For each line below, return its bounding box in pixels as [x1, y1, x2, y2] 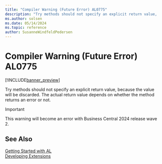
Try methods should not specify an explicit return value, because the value [5, 86, 155, 92]
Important [5, 106, 25, 112]
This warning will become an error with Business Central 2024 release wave [5, 115, 158, 122]
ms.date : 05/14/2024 [5, 20, 47, 26]
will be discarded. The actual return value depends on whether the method [5, 91, 154, 97]
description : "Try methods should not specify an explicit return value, [5, 12, 158, 17]
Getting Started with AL [5, 148, 52, 154]
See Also [5, 135, 32, 144]
